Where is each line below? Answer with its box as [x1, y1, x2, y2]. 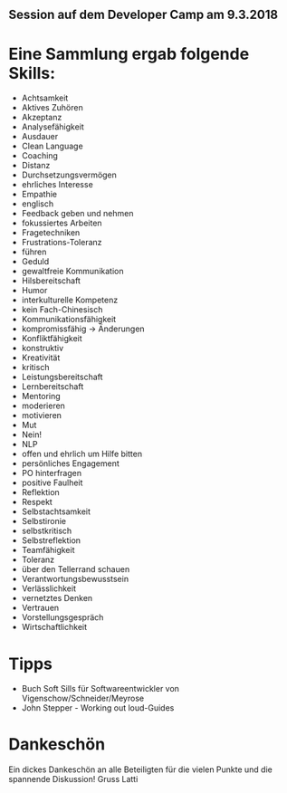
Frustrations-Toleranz [21, 237, 102, 248]
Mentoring [21, 391, 61, 402]
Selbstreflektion [21, 535, 81, 546]
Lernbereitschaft [21, 381, 84, 392]
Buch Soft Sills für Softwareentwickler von [21, 683, 180, 694]
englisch [21, 198, 54, 209]
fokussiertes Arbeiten [21, 217, 102, 229]
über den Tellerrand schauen [21, 564, 130, 575]
